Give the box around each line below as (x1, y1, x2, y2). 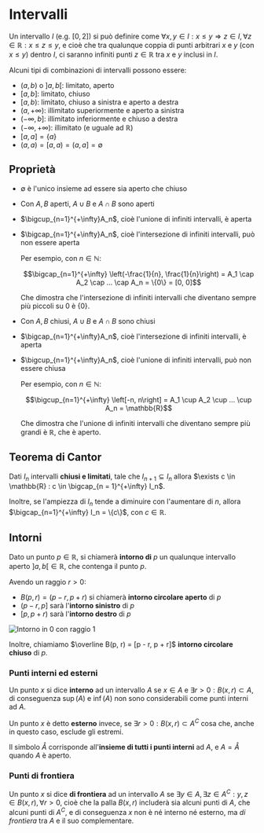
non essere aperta (20, 237, 80, 247)
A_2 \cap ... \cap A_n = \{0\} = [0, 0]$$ (75, 277, 202, 287)
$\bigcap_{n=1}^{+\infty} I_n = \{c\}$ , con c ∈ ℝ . (9, 508, 167, 517)
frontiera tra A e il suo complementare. (9, 816, 134, 825)
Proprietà (9, 163, 56, 176)
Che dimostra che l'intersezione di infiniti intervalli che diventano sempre (20, 292, 257, 302)
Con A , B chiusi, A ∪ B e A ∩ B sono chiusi (20, 316, 156, 325)
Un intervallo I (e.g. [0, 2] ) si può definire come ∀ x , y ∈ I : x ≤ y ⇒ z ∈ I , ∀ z (9, 31, 252, 41)
